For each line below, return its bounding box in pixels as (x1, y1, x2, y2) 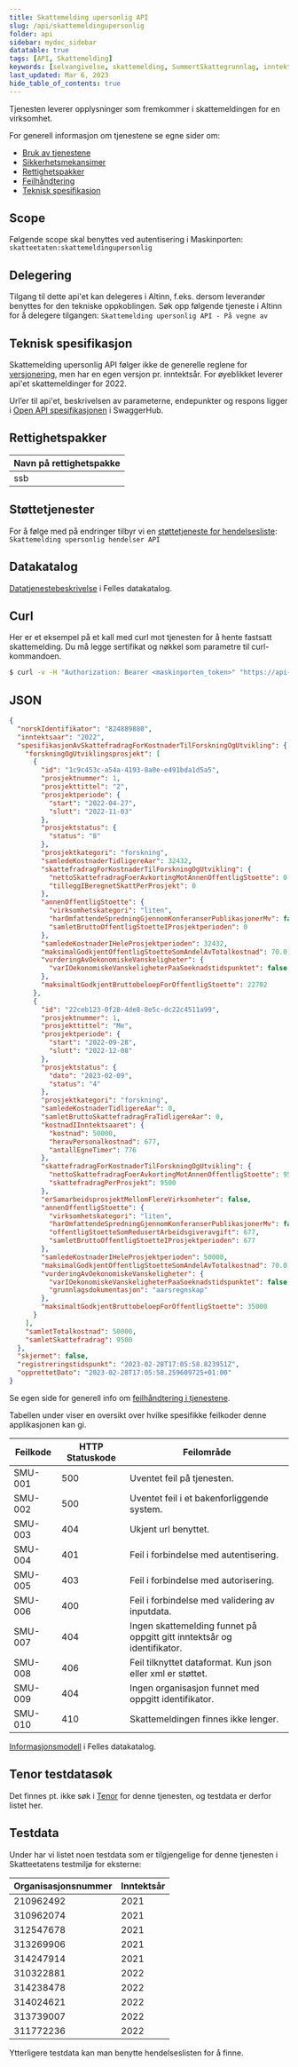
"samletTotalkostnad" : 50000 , (25, 1327, 137, 1336)
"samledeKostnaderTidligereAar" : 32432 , (41, 856, 192, 866)
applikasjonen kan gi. (9, 1419, 87, 1429)
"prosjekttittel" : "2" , (41, 782, 129, 791)
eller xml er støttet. (129, 1667, 208, 1679)
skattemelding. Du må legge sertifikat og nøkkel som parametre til (9, 641, 250, 653)
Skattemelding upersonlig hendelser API (9, 535, 161, 544)
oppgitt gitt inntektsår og (129, 1630, 232, 1643)
